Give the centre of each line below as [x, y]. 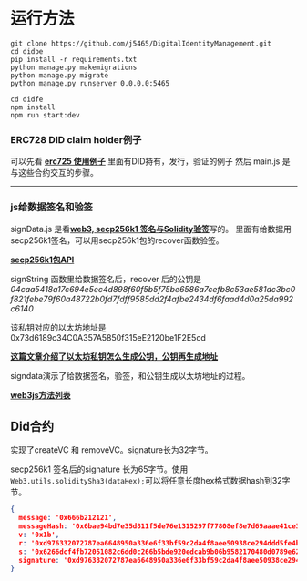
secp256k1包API [42, 260]
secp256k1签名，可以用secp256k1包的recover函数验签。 [117, 240]
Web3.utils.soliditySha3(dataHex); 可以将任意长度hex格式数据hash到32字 [150, 481]
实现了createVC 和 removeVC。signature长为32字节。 [112, 450]
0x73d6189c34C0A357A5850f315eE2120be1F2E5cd [108, 337]
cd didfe [27, 99]
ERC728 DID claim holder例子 [76, 139]
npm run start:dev [45, 115]
